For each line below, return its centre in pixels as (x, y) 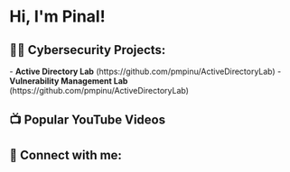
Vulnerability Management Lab (69, 81)
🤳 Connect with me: (65, 155)
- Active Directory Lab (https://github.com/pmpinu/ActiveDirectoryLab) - (145, 71)
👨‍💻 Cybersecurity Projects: (88, 50)
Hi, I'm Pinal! (57, 17)
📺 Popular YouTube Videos (87, 120)
